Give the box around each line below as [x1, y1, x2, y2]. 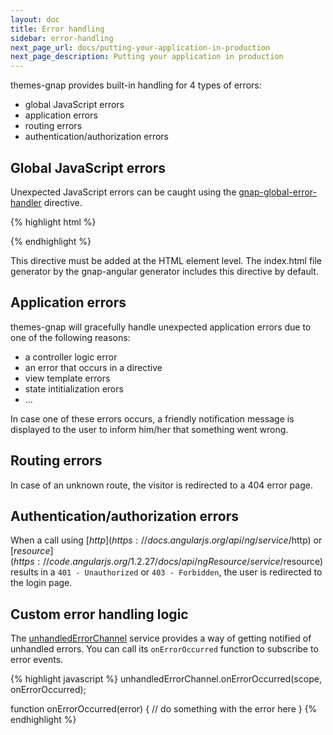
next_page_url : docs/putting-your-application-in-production [10, 42, 271, 53]
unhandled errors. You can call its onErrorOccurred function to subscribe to [10, 643, 319, 655]
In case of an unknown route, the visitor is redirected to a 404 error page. [10, 479, 313, 491]
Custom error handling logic [10, 606, 189, 623]
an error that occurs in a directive [24, 361, 163, 373]
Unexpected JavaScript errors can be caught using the [10, 186, 237, 198]
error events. [10, 654, 64, 666]
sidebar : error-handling [10, 33, 114, 43]
